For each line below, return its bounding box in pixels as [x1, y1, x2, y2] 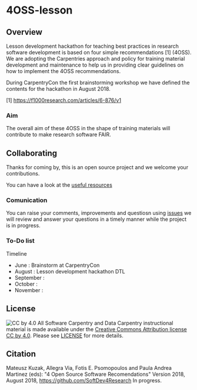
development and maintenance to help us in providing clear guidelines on [6, 61, 184, 68]
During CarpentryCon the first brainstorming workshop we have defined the [6, 79, 190, 86]
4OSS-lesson [6, 4, 73, 17]
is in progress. [6, 222, 41, 229]
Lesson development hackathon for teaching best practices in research [6, 42, 179, 49]
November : [14, 286, 44, 293]
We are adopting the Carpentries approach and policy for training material [6, 55, 185, 62]
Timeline [6, 250, 28, 257]
